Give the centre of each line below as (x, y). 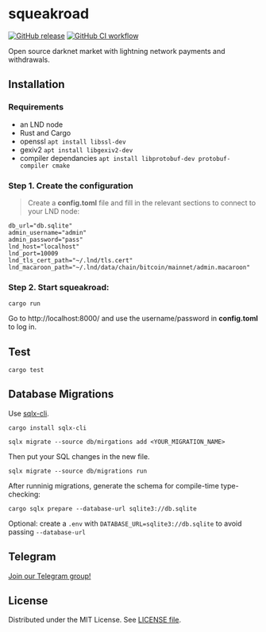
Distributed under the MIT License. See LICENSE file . (94, 620)
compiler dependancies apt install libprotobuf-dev (107, 158)
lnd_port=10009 (33, 253)
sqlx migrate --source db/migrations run (78, 471)
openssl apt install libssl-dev (73, 141)
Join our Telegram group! (50, 576)
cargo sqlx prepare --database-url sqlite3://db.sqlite (102, 508)
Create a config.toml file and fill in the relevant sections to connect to (142, 202)
